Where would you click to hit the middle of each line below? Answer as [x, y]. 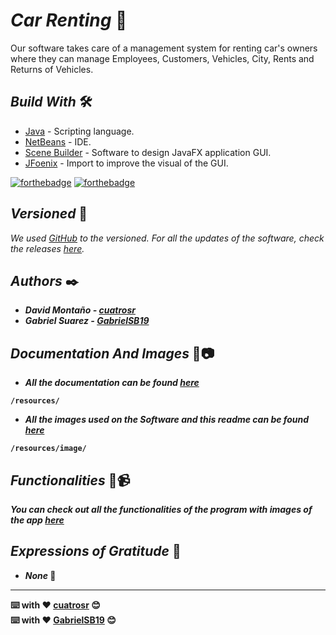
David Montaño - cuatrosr [80, 310]
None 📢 [40, 575]
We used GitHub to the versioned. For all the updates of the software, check [167, 238]
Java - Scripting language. [79, 131]
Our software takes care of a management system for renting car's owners [164, 48]
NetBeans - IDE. [58, 141]
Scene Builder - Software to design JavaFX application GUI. [148, 152]
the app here [37, 520]
